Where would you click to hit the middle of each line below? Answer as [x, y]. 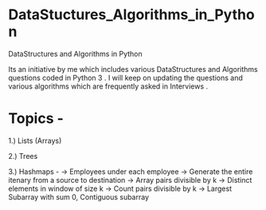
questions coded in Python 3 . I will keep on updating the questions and [125, 77]
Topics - [36, 119]
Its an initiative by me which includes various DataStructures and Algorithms [133, 69]
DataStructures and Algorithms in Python [76, 53]
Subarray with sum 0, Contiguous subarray [79, 196]
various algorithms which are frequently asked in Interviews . [108, 86]
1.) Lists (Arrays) [35, 141]
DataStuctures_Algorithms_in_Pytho [131, 15]
